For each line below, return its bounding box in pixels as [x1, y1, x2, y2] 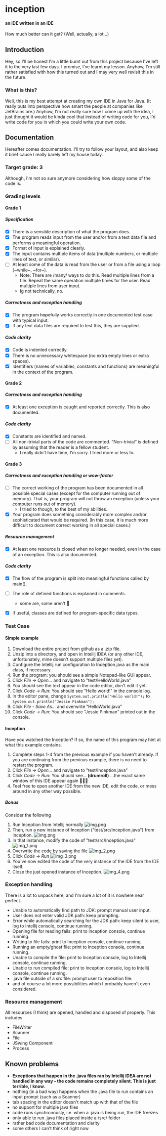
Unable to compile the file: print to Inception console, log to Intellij [12, 954, 146, 960]
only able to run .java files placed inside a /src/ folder [12, 1115, 121, 1121]
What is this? [5, 87, 37, 93]
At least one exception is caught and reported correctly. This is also [12, 404, 150, 410]
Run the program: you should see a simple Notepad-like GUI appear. [12, 672, 152, 678]
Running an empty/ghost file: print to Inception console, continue [12, 944, 145, 950]
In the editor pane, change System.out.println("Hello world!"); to [12, 693, 150, 699]
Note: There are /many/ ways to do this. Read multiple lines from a [19, 272, 155, 278]
